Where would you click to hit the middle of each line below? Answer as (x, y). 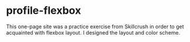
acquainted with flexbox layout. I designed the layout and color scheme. (93, 32)
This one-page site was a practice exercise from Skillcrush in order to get (95, 26)
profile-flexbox (44, 11)
